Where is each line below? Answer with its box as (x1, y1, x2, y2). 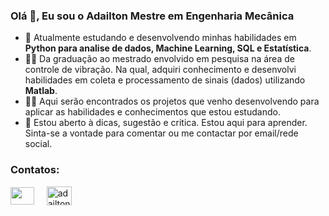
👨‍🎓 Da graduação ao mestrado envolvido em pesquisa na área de (24, 53, 295, 65)
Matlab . (24, 85, 58, 97)
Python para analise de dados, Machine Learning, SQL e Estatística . (24, 42, 312, 54)
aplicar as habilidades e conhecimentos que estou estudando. (24, 106, 281, 118)
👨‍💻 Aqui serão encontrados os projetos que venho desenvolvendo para (24, 95, 320, 108)
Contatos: (10, 163, 60, 177)
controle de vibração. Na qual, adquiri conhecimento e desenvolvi (24, 64, 297, 76)
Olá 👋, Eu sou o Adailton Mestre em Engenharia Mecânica (10, 9, 295, 23)
